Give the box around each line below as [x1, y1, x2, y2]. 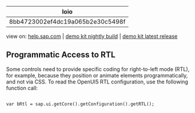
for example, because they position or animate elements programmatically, [6, 72, 188, 79]
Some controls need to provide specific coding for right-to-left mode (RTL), [6, 65, 190, 73]
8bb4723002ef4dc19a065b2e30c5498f [9, 18, 126, 25]
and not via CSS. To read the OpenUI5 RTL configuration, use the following [6, 78, 188, 85]
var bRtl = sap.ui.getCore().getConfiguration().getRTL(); [6, 101, 155, 107]
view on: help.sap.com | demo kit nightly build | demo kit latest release [6, 33, 178, 40]
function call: [6, 84, 38, 91]
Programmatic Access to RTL [6, 50, 116, 60]
